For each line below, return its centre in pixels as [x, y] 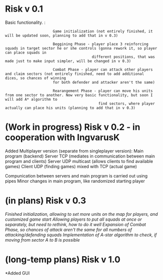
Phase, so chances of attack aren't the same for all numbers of [69, 229]
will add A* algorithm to [31, 99]
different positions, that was [123, 57]
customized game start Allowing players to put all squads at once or [73, 219]
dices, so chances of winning [36, 78]
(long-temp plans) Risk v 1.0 [63, 260]
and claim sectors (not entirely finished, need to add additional [75, 74]
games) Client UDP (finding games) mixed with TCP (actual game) [71, 166]
